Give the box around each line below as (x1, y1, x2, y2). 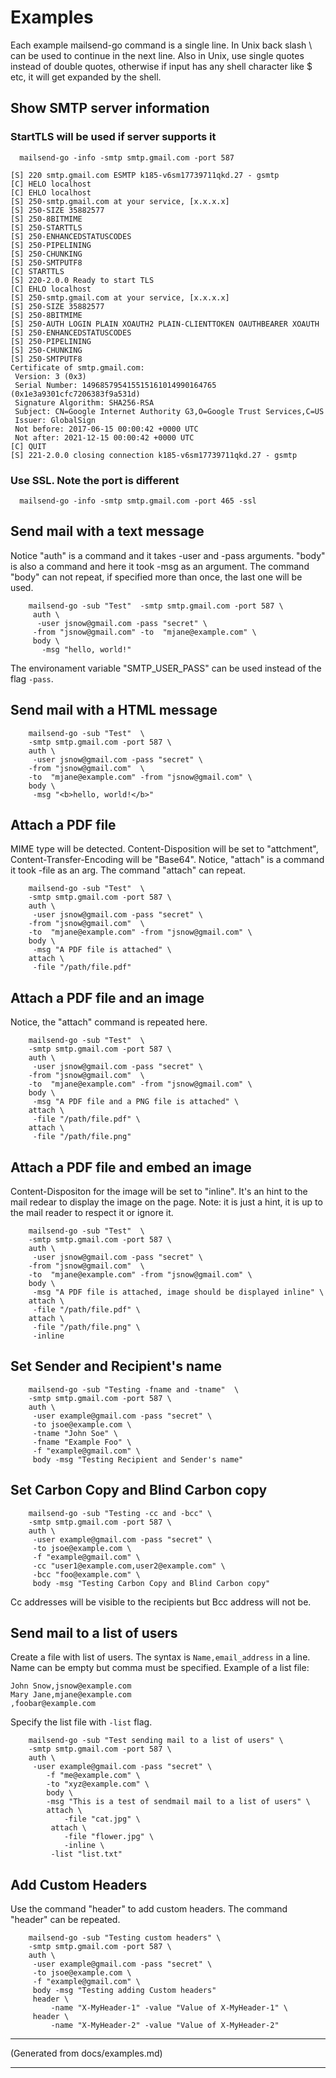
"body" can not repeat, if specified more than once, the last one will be (10, 571, 303, 583)
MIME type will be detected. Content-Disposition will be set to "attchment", (10, 843, 319, 855)
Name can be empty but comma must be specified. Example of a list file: (10, 1662, 310, 1674)
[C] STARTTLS (10, 266, 65, 276)
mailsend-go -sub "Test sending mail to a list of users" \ (28, 1736, 284, 1746)
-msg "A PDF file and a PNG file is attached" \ (32, 1097, 240, 1107)
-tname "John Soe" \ (32, 1428, 118, 1438)
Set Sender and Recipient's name (10, 1358, 222, 1375)
